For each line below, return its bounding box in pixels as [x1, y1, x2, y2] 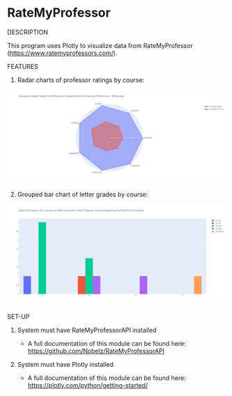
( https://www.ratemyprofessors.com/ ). [7, 49, 118, 57]
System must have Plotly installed [17, 360, 114, 368]
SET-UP [7, 312, 30, 321]
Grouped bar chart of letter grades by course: [17, 190, 148, 198]
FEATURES [7, 62, 39, 70]
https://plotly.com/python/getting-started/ [27, 381, 148, 389]
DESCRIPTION [7, 28, 49, 36]
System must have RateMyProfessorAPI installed [17, 326, 157, 334]
